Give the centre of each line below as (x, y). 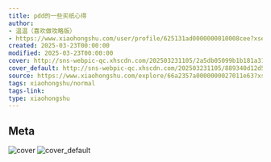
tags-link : (27, 91)
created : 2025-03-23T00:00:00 (59, 46)
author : (21, 23)
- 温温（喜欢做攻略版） (42, 31)
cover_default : (34, 69)
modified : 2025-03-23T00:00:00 (61, 53)
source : (21, 76)
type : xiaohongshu (39, 98)
